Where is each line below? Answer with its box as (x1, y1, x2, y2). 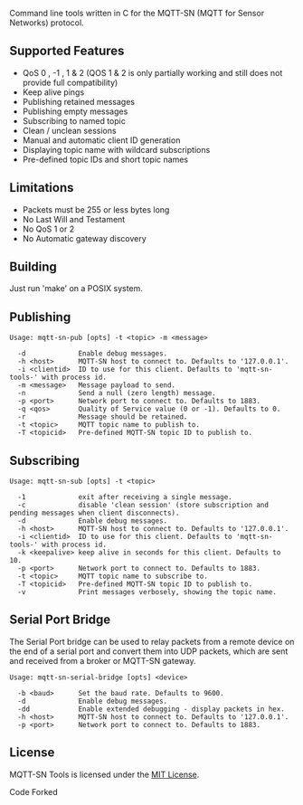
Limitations (9, 180, 74, 195)
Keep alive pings (22, 86, 85, 98)
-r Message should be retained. (17, 412, 188, 421)
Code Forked (9, 786, 58, 797)
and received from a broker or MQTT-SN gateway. (9, 655, 196, 666)
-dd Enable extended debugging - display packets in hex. (17, 705, 285, 714)
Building (9, 260, 57, 275)
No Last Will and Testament (22, 213, 126, 224)
